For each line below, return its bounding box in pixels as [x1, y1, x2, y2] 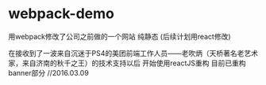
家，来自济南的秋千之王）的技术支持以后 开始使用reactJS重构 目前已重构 [8, 58, 246, 68]
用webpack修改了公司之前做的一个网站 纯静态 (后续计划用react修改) [8, 31, 232, 41]
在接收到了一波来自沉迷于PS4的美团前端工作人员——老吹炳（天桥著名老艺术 [8, 48, 258, 57]
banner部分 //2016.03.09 [8, 68, 89, 77]
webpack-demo [8, 5, 115, 23]
